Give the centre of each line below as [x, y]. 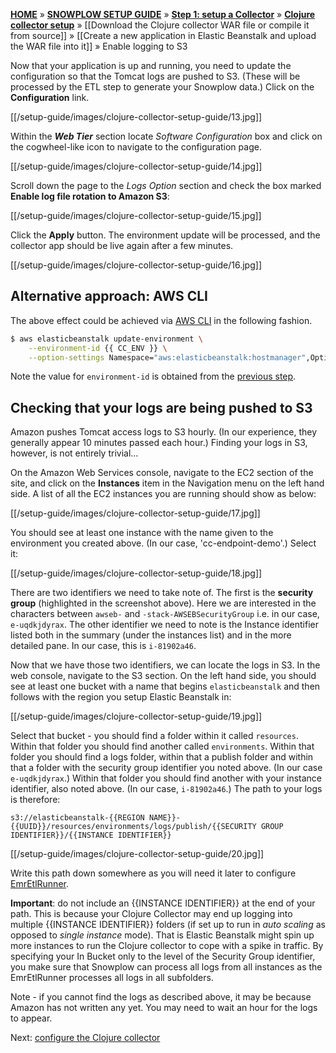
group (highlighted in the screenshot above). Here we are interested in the [163, 603]
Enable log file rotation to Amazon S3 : [90, 196]
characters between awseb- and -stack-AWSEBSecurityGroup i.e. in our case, [165, 614]
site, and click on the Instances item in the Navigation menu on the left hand [167, 483]
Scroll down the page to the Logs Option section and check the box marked [166, 185]
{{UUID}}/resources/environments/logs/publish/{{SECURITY [133, 827]
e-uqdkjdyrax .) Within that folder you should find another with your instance [166, 778]
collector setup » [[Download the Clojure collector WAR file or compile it [160, 25]
